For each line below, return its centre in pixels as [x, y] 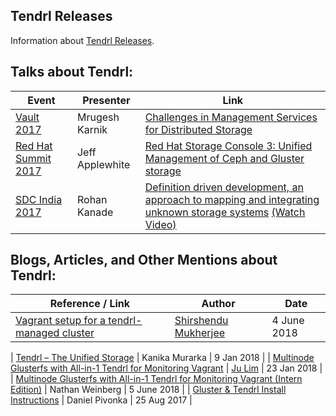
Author [218, 304]
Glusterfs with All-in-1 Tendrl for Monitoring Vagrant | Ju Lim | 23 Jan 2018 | [166, 368]
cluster [78, 333]
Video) [160, 224]
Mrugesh [98, 117]
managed [37, 333]
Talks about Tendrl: [72, 72]
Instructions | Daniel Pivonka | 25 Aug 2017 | [101, 400]
